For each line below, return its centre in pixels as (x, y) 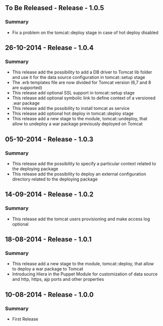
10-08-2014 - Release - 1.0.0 (49, 295)
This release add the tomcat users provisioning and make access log (81, 219)
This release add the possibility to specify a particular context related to (84, 164)
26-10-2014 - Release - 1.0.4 (49, 48)
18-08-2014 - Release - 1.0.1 (48, 240)
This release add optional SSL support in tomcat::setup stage (73, 93)
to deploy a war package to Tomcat (48, 269)
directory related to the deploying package (55, 179)
